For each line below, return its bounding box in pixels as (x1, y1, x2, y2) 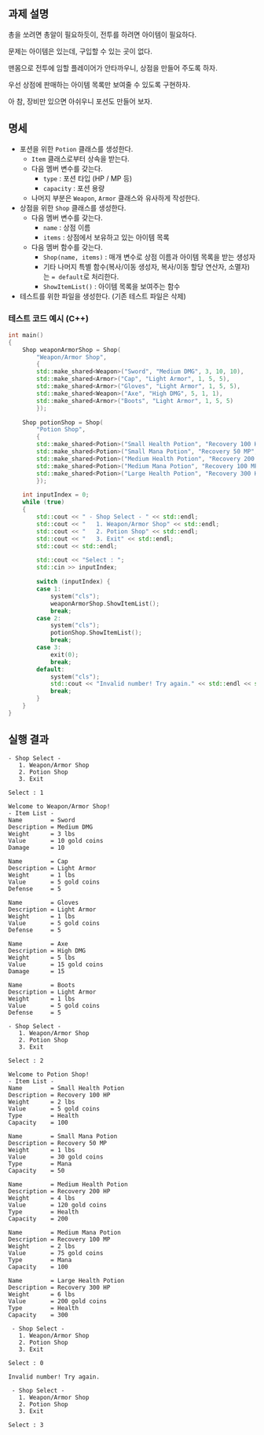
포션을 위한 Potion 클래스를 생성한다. (19, 144, 134, 153)
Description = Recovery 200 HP (8, 1187, 111, 1195)
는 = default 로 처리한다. (42, 272, 119, 281)
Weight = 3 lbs (8, 829, 76, 838)
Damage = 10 (8, 844, 65, 851)
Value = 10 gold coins (8, 836, 104, 844)
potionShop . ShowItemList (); (49, 629, 143, 637)
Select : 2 (8, 1056, 44, 1064)
